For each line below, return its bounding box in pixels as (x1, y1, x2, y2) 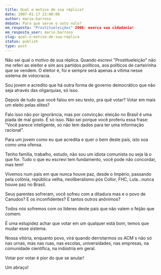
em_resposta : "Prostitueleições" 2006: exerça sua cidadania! (5, 25, 134, 30)
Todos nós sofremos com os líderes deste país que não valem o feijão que (5, 206, 155, 211)
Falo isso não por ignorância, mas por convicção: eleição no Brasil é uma (5, 111, 152, 117)
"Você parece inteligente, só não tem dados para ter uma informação (5, 122, 144, 128)
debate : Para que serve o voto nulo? (5, 21, 82, 26)
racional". (5, 127, 24, 133)
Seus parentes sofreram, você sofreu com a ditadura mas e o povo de (5, 191, 146, 197)
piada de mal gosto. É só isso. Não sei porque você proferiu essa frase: (5, 116, 149, 122)
